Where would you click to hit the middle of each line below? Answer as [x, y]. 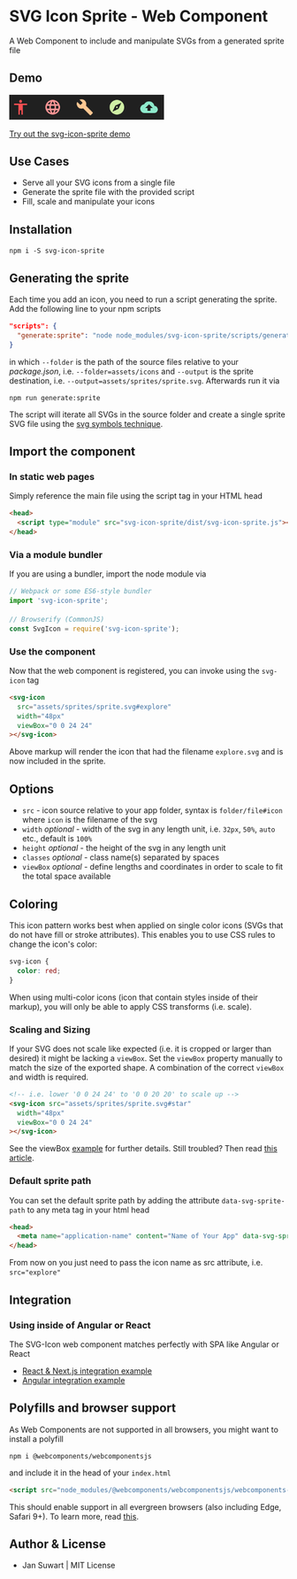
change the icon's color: [53, 944]
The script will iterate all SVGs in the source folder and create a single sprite [147, 414]
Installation [41, 229]
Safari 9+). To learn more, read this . [74, 1516]
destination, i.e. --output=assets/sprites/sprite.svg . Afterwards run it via [145, 380]
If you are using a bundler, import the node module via [108, 574]
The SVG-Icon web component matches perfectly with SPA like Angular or [145, 1344]
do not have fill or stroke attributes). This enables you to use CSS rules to [142, 934]
